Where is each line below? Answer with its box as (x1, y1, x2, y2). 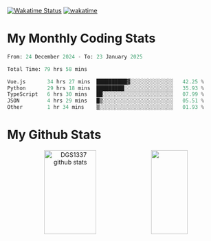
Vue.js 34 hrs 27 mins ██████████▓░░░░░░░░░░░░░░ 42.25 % (7, 78, 205, 85)
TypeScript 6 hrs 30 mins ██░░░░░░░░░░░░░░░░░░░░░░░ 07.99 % (7, 91, 205, 98)
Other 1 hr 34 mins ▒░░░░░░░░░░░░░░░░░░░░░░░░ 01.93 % (7, 104, 205, 111)
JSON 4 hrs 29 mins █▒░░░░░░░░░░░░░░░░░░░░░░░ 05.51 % (7, 97, 205, 105)
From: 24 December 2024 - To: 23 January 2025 (7, 53, 143, 60)
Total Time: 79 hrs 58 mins (7, 65, 88, 72)
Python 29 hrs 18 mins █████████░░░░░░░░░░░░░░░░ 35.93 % (7, 85, 205, 92)
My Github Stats (7, 127, 102, 143)
